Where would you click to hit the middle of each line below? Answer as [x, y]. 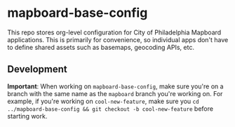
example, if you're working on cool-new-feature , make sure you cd [103, 101]
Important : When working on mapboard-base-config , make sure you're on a [115, 86]
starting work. [27, 116]
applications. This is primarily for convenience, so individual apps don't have [118, 39]
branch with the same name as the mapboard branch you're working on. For [115, 93]
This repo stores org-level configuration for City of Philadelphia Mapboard [114, 32]
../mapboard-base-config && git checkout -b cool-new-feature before [110, 108]
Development [38, 69]
